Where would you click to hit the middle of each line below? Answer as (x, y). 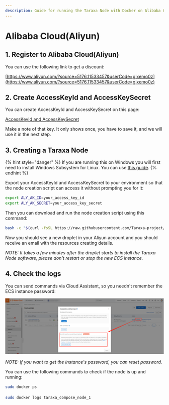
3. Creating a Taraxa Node (47, 150)
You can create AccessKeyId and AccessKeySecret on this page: (72, 110)
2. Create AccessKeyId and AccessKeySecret (78, 98)
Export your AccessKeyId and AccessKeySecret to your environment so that (84, 183)
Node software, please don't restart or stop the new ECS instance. (74, 258)
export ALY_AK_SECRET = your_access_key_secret (54, 204)
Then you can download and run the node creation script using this (75, 213)
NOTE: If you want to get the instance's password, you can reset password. (84, 362)
